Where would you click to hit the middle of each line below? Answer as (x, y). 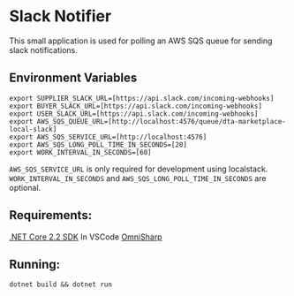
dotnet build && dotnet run (61, 285)
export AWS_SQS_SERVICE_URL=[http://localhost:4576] (108, 137)
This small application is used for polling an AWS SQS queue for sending (141, 41)
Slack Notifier (60, 16)
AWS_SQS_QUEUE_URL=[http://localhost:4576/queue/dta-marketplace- (162, 121)
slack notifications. (43, 49)
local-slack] (33, 129)
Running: (35, 264)
